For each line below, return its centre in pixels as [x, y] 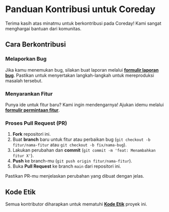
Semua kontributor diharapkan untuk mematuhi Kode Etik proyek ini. [76, 204]
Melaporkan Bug [26, 59]
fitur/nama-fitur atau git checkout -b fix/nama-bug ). [70, 145]
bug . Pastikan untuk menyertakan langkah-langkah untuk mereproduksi [80, 75]
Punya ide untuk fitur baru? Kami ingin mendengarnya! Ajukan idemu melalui [84, 104]
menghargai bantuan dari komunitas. [43, 28]
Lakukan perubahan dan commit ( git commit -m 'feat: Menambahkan [84, 150]
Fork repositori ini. [32, 134]
